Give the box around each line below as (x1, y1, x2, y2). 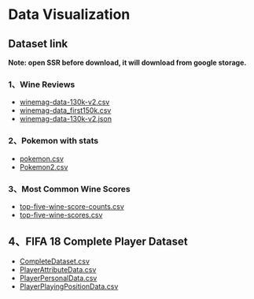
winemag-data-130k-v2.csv (19, 97, 110, 107)
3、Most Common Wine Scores (8, 183, 131, 194)
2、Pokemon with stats (8, 136, 99, 147)
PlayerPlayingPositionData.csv (19, 282, 119, 291)
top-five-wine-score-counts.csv (19, 201, 124, 211)
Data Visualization (8, 6, 131, 24)
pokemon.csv (19, 154, 64, 163)
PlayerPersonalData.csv (19, 273, 98, 282)
